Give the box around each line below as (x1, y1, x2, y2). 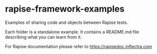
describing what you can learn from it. (5, 34, 82, 40)
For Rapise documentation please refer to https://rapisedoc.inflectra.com (5, 43, 153, 49)
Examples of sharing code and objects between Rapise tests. (5, 19, 128, 25)
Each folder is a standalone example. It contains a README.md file (5, 29, 139, 35)
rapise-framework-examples (5, 3, 125, 15)
